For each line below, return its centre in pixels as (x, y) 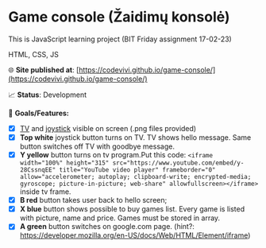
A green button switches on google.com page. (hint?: (107, 227)
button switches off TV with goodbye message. (97, 146)
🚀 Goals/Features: (39, 113)
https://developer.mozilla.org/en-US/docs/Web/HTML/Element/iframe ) (135, 235)
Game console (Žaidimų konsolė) (119, 17)
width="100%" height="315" (64, 163)
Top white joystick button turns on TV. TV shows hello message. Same (135, 138)
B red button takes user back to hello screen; (93, 200)
